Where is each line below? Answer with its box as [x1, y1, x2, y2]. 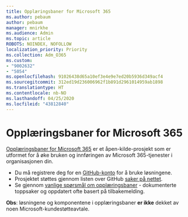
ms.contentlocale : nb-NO [6, 90, 67, 96]
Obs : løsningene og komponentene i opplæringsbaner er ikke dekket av [6, 199, 179, 206]
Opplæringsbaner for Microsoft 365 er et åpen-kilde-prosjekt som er [6, 146, 171, 153]
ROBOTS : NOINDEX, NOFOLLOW [6, 42, 72, 47]
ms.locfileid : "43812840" [6, 101, 69, 107]
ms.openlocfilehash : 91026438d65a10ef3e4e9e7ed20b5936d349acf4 [6, 74, 163, 80]
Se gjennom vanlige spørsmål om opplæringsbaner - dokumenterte [14, 182, 177, 189]
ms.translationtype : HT [6, 85, 64, 91]
